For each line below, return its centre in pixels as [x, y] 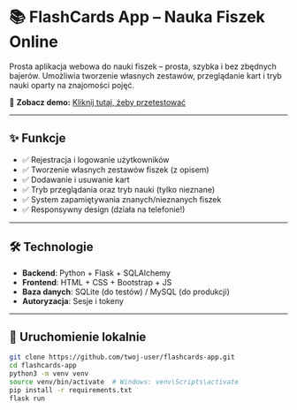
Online [34, 42]
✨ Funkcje [38, 138]
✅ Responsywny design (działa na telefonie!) [103, 209]
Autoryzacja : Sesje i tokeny [72, 300]
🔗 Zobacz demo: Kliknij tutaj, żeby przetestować [98, 102]
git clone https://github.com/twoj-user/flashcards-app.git [122, 357]
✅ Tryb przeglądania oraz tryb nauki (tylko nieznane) [118, 189]
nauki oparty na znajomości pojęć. [72, 85]
